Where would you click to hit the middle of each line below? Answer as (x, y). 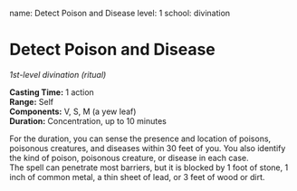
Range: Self (32, 101)
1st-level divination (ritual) (58, 74)
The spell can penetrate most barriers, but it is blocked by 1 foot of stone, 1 (149, 167)
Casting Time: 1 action (52, 92)
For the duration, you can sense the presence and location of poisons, (140, 138)
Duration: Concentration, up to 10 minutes (88, 120)
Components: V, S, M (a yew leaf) (73, 111)
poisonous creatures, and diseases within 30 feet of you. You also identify (148, 148)
